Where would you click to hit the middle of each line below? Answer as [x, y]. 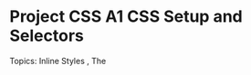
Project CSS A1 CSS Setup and [126, 17]
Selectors [47, 36]
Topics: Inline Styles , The [58, 61]
